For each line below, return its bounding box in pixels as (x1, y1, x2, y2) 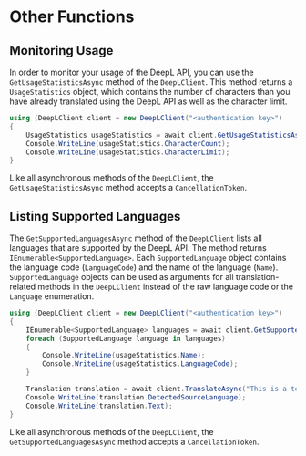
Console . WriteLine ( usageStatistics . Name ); (42, 351, 206, 360)
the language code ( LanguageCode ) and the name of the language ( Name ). (9, 262, 279, 273)
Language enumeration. (9, 291, 95, 302)
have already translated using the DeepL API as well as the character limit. (9, 96, 288, 107)
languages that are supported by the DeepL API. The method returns (9, 243, 267, 254)
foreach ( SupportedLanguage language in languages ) (25, 334, 226, 343)
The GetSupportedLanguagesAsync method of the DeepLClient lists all (9, 233, 262, 244)
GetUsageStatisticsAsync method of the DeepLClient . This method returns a (9, 77, 293, 88)
